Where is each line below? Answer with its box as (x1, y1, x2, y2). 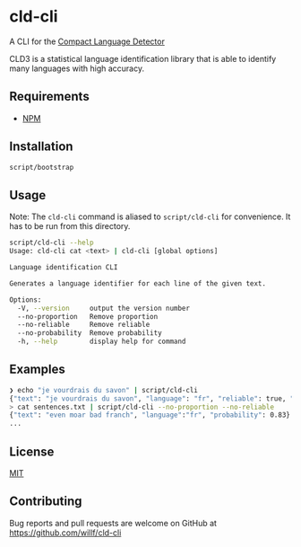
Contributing (9, 494, 82, 509)
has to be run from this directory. (9, 221, 131, 232)
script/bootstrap (9, 163, 74, 172)
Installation (9, 139, 73, 154)
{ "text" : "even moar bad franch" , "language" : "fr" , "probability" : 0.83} (9, 410, 291, 419)
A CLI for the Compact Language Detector (9, 36, 166, 47)
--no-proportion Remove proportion (17, 312, 159, 321)
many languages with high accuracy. (9, 63, 145, 74)
